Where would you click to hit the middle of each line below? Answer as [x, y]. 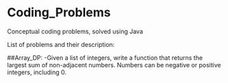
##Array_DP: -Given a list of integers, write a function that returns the [105, 57]
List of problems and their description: [61, 44]
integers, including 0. [37, 72]
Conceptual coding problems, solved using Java [75, 31]
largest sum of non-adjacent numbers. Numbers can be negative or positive [114, 65]
